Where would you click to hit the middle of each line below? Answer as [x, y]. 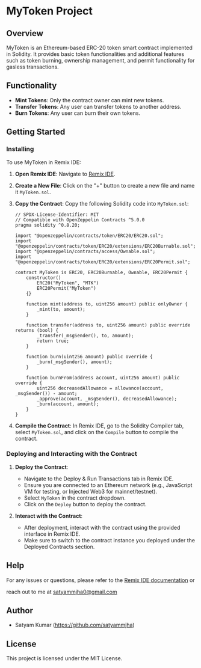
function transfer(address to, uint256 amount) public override [108, 325]
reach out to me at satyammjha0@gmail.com [62, 592]
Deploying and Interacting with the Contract [72, 454]
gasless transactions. [32, 67]
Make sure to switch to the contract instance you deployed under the [110, 540]
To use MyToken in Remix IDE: [44, 162]
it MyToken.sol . [33, 192]
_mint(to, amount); [61, 309]
